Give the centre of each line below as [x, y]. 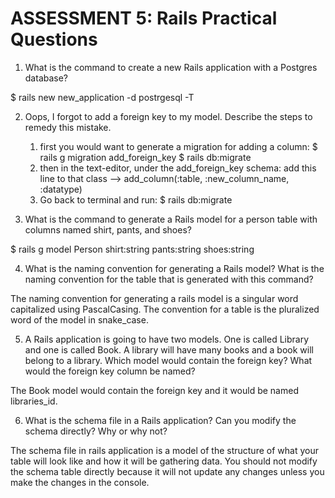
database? [46, 78]
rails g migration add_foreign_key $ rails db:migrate [145, 157]
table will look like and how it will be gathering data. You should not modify [164, 461]
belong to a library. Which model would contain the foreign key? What [168, 360]
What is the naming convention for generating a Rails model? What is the [174, 268]
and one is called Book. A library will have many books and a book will [169, 349]
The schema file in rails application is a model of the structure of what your [164, 450]
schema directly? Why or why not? [96, 431]
